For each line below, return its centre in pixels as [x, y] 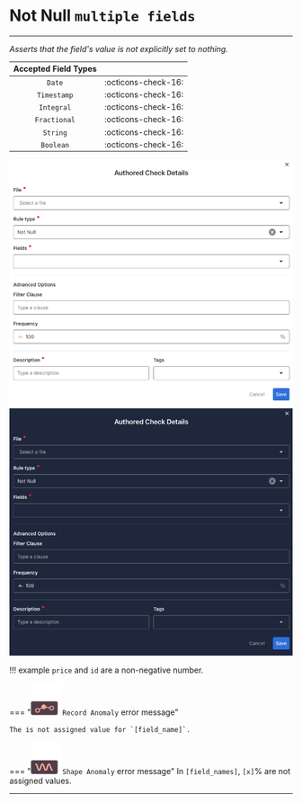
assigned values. [40, 781]
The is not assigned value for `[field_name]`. [100, 730]
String [55, 133]
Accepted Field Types [55, 69]
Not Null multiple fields [102, 16]
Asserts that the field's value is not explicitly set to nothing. [119, 49]
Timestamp [55, 95]
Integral [55, 108]
